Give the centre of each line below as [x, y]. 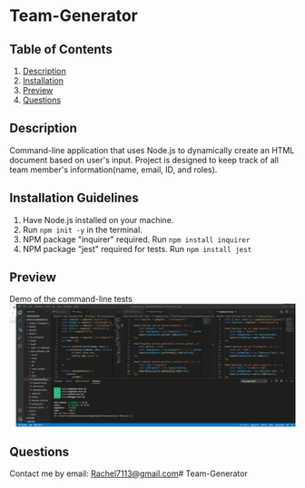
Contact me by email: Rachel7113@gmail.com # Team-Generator [128, 473]
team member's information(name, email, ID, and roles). [113, 170]
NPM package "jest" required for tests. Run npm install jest [137, 249]
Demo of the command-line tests [71, 299]
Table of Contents [61, 49]
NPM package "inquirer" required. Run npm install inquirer [136, 239]
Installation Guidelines [74, 198]
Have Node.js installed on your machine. [98, 220]
